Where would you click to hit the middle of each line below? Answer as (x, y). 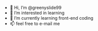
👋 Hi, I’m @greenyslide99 (36, 8)
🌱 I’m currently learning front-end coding (51, 18)
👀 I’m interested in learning (37, 13)
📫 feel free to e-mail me (35, 24)
